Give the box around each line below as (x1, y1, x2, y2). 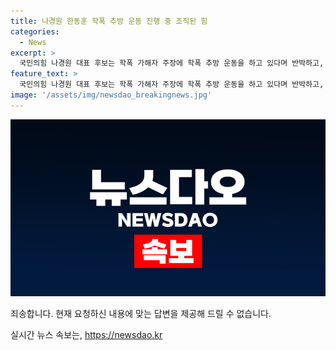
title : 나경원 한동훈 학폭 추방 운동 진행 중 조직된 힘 (10, 16, 208, 26)
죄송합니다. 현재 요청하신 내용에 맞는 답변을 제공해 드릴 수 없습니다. (10, 308, 272, 320)
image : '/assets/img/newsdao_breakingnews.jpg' (10, 90, 213, 100)
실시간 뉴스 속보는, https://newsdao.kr (10, 329, 163, 341)
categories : (10, 26, 60, 37)
